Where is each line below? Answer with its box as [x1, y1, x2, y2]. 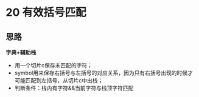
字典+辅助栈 [5, 49, 37, 56]
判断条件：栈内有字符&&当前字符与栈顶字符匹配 [14, 84, 134, 92]
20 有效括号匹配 [5, 5, 86, 19]
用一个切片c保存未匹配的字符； [14, 62, 93, 69]
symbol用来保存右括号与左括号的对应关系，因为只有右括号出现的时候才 [14, 69, 193, 76]
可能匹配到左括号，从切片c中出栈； [14, 77, 103, 84]
